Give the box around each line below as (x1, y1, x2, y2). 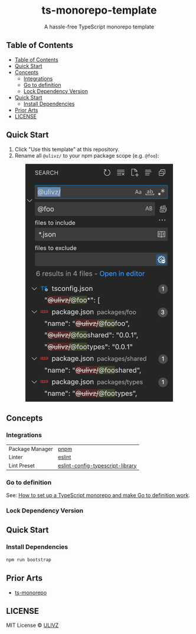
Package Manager (8, 446, 53, 452)
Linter (8, 454, 23, 461)
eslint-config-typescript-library (58, 462, 137, 469)
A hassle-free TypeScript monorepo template (44, 23, 155, 30)
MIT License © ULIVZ (6, 622, 59, 629)
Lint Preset (8, 462, 35, 469)
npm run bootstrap (6, 556, 51, 563)
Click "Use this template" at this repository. (14, 146, 120, 153)
